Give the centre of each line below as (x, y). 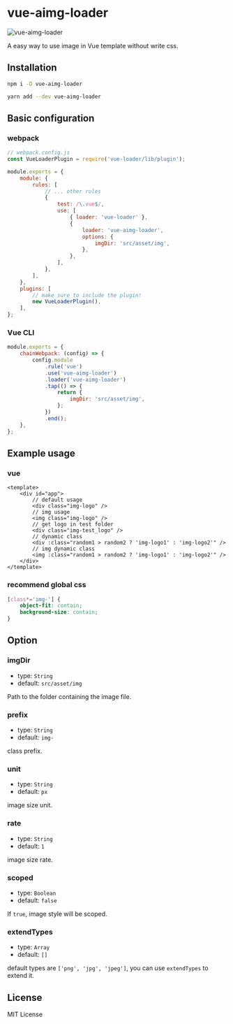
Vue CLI (21, 332)
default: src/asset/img (50, 683)
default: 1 (31, 846)
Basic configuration (51, 118)
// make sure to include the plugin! (87, 295)
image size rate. (30, 859)
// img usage (51, 512)
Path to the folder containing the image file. (69, 696)
